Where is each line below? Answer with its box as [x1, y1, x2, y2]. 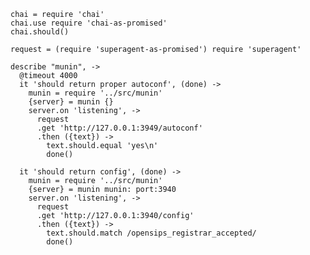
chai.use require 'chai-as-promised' [10, 18, 168, 28]
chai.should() [10, 27, 70, 37]
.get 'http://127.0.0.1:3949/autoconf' [36, 123, 203, 133]
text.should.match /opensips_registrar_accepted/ [46, 228, 257, 238]
